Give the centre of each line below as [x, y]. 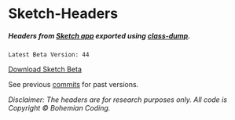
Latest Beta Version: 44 [49, 55]
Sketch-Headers [63, 14]
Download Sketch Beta [45, 69]
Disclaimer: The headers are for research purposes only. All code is [118, 100]
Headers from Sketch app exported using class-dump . [99, 35]
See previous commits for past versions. [73, 85]
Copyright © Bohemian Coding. [59, 108]
